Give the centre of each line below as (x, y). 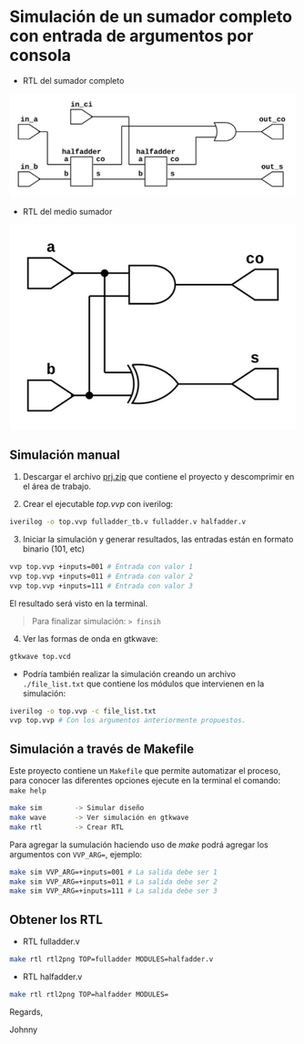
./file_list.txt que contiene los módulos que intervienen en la (143, 684)
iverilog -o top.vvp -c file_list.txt (83, 711)
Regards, (26, 1011)
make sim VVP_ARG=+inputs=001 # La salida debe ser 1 (114, 872)
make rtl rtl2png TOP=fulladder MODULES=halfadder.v (111, 959)
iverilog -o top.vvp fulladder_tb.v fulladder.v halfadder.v (128, 522)
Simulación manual (65, 455)
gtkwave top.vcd (40, 656)
